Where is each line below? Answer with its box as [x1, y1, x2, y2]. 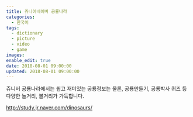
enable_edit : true [6, 57, 51, 63]
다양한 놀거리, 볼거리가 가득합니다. [6, 92, 85, 99]
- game [11, 47, 27, 53]
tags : [6, 25, 19, 31]
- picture [11, 36, 35, 42]
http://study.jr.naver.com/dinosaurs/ [6, 104, 92, 111]
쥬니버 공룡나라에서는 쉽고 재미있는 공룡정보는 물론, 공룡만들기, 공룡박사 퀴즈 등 [6, 85, 187, 92]
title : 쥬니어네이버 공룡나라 [6, 8, 67, 15]
